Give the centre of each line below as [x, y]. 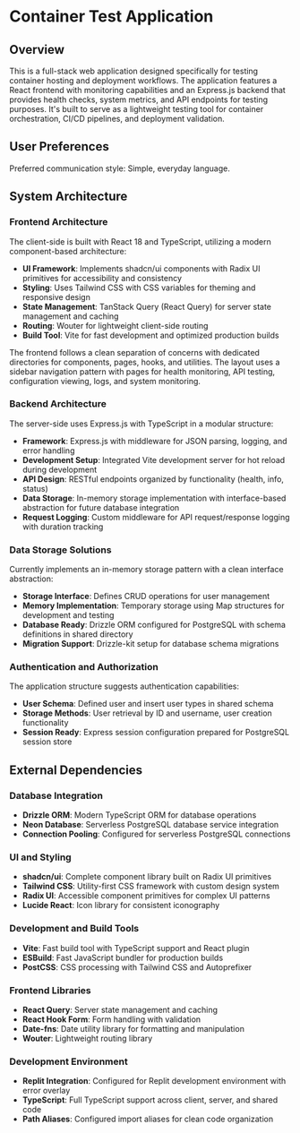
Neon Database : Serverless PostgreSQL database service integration [150, 825]
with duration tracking [63, 527]
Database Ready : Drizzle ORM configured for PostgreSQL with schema [154, 625]
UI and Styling [40, 857]
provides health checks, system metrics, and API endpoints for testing [139, 99]
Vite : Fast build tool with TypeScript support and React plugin [136, 948]
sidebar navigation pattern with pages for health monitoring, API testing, [142, 371]
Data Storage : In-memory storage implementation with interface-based [154, 498]
